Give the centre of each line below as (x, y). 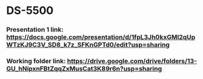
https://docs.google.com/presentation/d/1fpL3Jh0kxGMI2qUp (101, 37)
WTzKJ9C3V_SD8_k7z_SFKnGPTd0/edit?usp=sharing (88, 45)
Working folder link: (36, 61)
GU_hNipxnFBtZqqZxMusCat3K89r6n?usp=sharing (84, 69)
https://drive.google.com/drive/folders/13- (132, 61)
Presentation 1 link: (35, 30)
